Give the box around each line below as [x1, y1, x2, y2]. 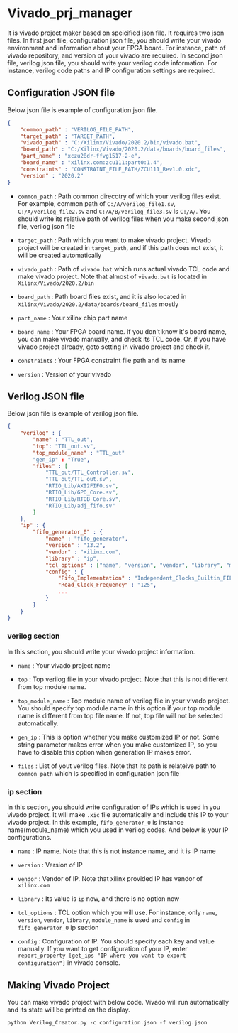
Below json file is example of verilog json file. [7, 409, 140, 418]
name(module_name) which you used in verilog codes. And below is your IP [7, 826, 229, 834]
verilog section [7, 631, 60, 641]
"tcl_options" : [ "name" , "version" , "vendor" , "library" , [45, 561, 223, 569]
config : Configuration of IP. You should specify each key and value [17, 937, 215, 946]
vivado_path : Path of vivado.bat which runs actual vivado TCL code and [17, 264, 230, 273]
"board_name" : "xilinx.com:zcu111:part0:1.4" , [20, 159, 163, 166]
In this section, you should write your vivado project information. [7, 647, 195, 656]
